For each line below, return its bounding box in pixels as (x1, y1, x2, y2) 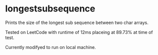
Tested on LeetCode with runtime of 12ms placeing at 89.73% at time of (5, 29, 153, 35)
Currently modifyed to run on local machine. (5, 44, 96, 50)
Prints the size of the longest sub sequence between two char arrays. (5, 19, 148, 25)
